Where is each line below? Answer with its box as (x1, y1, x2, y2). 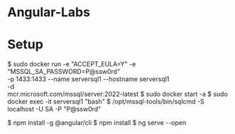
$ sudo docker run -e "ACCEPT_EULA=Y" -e (7, 60, 136, 68)
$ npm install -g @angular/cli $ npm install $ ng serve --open (7, 118, 187, 127)
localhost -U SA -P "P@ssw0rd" (7, 105, 102, 114)
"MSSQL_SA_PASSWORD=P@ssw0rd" (7, 68, 121, 76)
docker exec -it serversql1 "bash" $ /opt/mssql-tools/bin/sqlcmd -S (7, 97, 204, 106)
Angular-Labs (7, 4, 91, 20)
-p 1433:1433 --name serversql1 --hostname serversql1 (7, 75, 170, 83)
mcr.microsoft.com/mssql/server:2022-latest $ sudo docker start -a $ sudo (7, 90, 229, 99)
